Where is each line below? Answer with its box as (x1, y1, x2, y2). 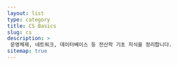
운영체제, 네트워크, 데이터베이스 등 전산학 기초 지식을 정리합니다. (10, 41, 173, 48)
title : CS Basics (7, 22, 57, 29)
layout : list (7, 9, 44, 17)
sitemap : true (7, 48, 48, 55)
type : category (7, 16, 51, 23)
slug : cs (7, 28, 32, 36)
